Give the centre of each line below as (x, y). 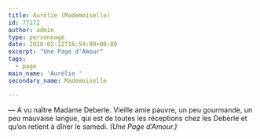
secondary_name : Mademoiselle (58, 80)
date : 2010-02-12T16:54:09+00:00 (63, 45)
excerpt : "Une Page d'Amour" (56, 52)
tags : (17, 59)
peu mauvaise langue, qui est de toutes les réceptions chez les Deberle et (128, 118)
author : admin (31, 30)
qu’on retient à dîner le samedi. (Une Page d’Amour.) (93, 127)
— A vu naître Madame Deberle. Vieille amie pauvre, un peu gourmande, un (130, 109)
